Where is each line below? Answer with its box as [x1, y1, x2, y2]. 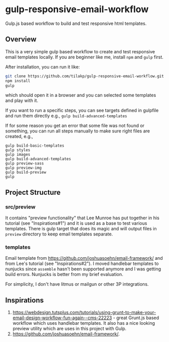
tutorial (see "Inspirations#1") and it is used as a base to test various [5, 220, 148, 226]
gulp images [5, 152, 30, 157]
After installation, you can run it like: [5, 63, 80, 70]
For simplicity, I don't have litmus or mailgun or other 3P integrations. [5, 281, 149, 287]
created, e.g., [5, 133, 33, 140]
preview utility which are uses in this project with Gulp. [12, 326, 126, 332]
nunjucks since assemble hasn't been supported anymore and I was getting [5, 266, 161, 272]
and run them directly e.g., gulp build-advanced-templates [5, 113, 128, 119]
